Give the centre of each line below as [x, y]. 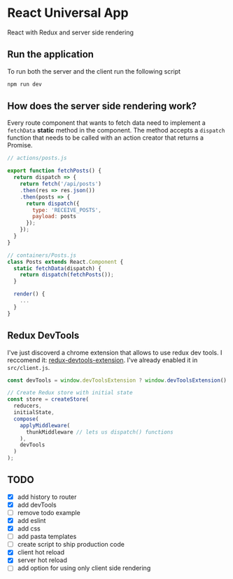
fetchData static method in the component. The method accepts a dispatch [116, 131]
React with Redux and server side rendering [71, 32]
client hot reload [41, 552]
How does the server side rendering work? [102, 106]
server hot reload [42, 560]
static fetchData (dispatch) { [57, 268]
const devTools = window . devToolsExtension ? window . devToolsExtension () [117, 380]
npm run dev [24, 84]
